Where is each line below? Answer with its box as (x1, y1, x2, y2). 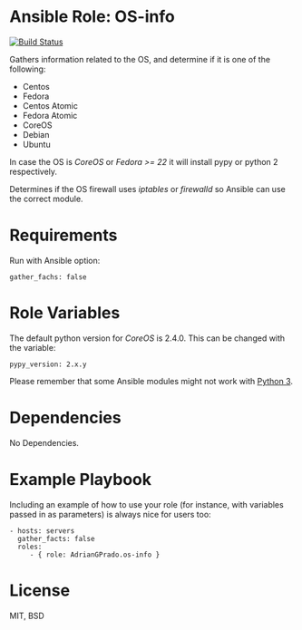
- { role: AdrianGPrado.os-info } (29, 550, 161, 559)
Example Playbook (9, 469, 152, 489)
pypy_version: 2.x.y (9, 360, 88, 369)
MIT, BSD (9, 610, 45, 621)
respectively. (9, 166, 57, 177)
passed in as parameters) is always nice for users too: (9, 509, 211, 519)
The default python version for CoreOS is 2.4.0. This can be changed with (9, 333, 286, 344)
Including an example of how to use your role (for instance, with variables (9, 499, 284, 509)
